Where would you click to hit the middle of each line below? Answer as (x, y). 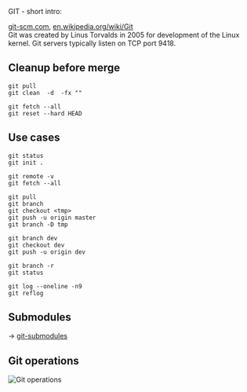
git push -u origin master (52, 218)
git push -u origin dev (47, 252)
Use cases (34, 138)
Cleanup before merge (64, 68)
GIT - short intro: (35, 11)
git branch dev (33, 238)
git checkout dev (36, 245)
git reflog (26, 293)
